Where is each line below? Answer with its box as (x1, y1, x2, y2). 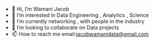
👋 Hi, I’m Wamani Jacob (11, 6, 69, 12)
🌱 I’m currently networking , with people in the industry (11, 18, 145, 24)
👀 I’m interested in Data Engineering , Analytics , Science (11, 12, 149, 19)
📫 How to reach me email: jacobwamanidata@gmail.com (11, 31, 149, 37)
